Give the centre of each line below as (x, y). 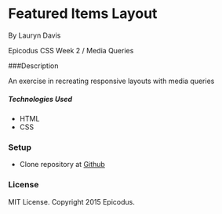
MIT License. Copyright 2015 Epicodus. (71, 201)
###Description (33, 65)
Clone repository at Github (62, 165)
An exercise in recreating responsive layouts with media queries (111, 81)
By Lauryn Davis (35, 35)
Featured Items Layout (83, 14)
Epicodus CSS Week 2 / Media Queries (71, 50)
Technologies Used (40, 99)
